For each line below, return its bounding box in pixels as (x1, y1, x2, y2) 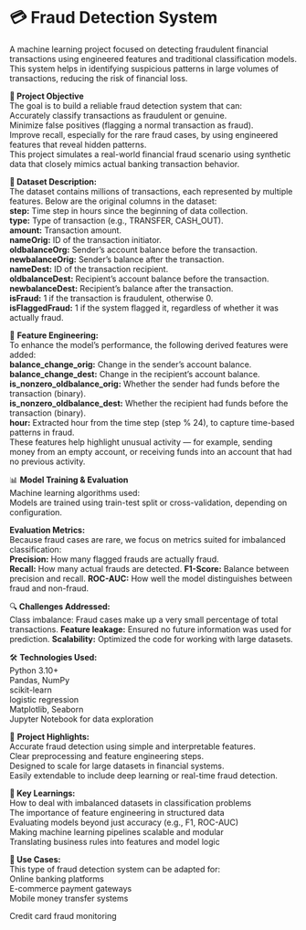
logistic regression (9, 693, 79, 704)
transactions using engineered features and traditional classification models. (9, 53, 297, 64)
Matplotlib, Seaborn (9, 703, 84, 714)
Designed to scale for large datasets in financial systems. (9, 760, 225, 771)
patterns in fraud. (9, 427, 75, 438)
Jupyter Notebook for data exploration (9, 713, 153, 724)
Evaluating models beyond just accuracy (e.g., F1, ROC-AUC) (9, 817, 239, 828)
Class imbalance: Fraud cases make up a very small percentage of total (9, 614, 279, 625)
